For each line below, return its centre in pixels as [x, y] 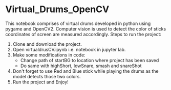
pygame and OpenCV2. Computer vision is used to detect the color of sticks [86, 28]
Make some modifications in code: [49, 55]
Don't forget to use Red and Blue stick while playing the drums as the [85, 71]
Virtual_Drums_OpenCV [57, 9]
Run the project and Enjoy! [41, 82]
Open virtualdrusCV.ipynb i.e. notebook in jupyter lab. [69, 49]
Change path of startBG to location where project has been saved [90, 60]
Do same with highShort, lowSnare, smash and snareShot [81, 66]
